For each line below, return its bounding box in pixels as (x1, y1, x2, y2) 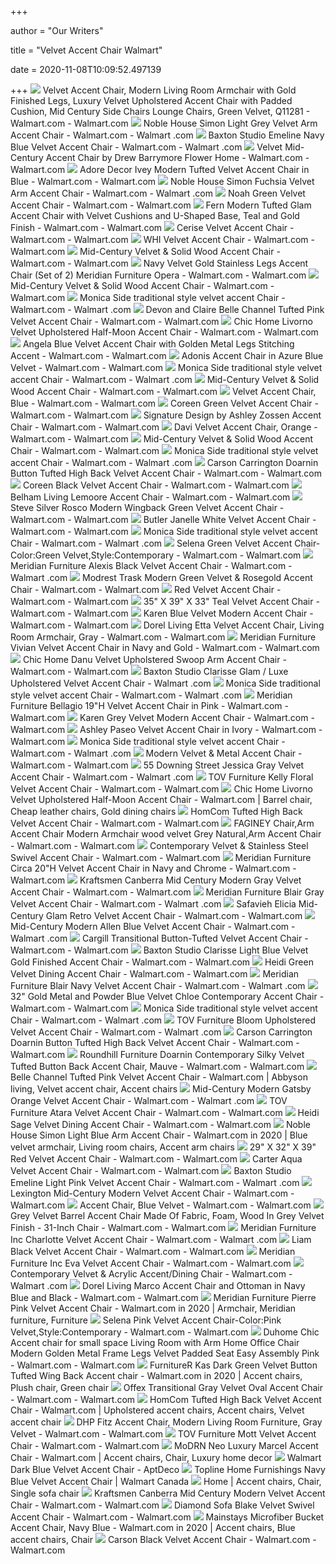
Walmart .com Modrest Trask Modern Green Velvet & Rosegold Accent (10, 572, 313, 583)
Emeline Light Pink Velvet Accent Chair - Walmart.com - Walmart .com (10, 1177, 300, 1188)
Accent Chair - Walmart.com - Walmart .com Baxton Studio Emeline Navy (10, 129, 325, 141)
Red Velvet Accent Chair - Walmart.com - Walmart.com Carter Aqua (10, 1153, 303, 1165)
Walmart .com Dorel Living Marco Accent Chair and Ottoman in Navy (10, 1280, 306, 1291)
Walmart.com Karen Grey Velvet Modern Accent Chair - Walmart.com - (10, 712, 315, 723)
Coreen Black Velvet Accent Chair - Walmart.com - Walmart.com (22, 479, 290, 491)
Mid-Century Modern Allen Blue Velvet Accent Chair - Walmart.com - (10, 921, 296, 932)
